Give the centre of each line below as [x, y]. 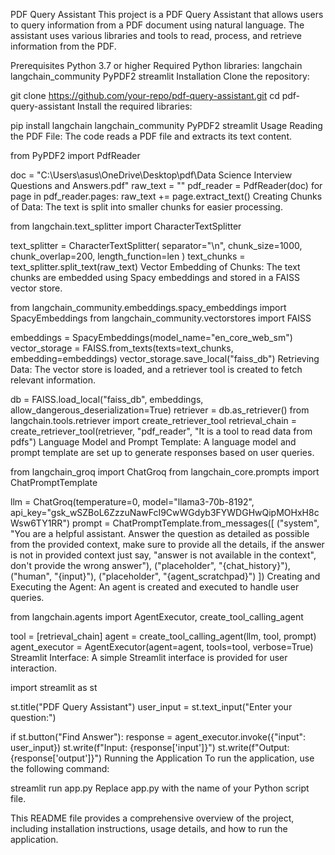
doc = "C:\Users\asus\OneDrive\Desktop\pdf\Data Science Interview [151, 175]
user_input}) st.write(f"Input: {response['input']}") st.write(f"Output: [150, 747]
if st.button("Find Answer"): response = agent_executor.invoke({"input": [158, 737]
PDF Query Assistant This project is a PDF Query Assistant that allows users [167, 14]
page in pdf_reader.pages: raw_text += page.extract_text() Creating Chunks [166, 196]
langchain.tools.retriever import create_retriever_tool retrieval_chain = [154, 420]
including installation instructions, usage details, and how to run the [149, 828]
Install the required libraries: [134, 106]
